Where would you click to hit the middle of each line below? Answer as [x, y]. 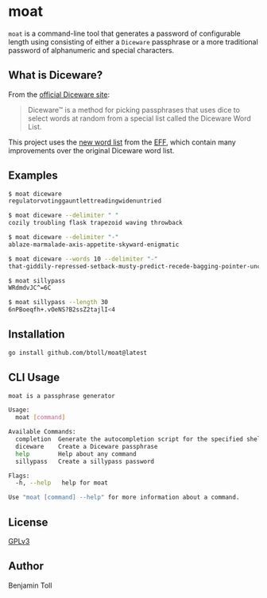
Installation [37, 335]
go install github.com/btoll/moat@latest [78, 353]
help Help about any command [76, 454]
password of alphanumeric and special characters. [91, 50]
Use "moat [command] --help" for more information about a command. [124, 498]
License [28, 522]
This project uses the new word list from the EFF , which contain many [122, 142]
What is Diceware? [56, 75]
